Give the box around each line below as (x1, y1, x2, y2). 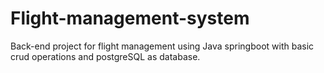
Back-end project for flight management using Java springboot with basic (10, 40, 315, 52)
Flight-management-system (10, 7, 250, 30)
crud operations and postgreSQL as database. (10, 50, 201, 62)
